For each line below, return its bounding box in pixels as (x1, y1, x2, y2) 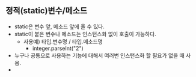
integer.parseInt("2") (32, 45, 84, 52)
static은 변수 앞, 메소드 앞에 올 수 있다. (14, 23, 105, 30)
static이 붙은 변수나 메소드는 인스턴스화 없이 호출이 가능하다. (14, 30, 157, 37)
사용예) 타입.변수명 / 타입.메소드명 (23, 38, 103, 45)
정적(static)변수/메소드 (5, 5, 88, 16)
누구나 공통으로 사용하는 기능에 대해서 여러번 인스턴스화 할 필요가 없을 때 (14, 52, 185, 59)
